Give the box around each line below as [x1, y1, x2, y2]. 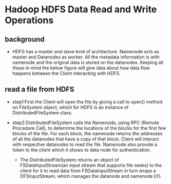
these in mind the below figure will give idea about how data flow [12, 65, 150, 71]
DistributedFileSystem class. [12, 109, 73, 116]
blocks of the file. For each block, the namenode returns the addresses [12, 130, 163, 136]
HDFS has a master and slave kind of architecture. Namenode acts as [12, 49, 160, 54]
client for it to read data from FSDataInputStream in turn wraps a [20, 168, 156, 174]
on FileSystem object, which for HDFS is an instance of [12, 104, 129, 110]
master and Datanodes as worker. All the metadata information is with [12, 54, 160, 60]
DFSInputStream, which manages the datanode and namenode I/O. [20, 173, 162, 179]
